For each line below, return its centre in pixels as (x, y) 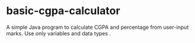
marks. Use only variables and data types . (59, 33)
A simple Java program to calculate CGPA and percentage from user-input (97, 27)
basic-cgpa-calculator (63, 11)
